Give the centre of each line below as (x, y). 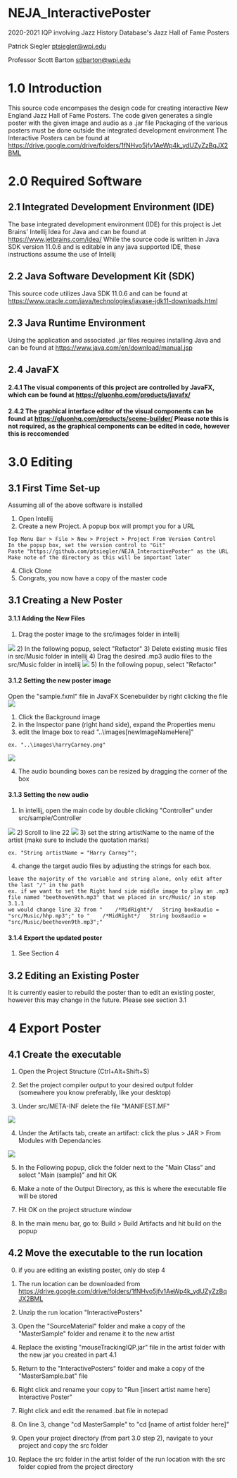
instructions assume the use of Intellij (62, 254)
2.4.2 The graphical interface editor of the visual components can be (111, 411)
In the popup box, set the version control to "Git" (87, 545)
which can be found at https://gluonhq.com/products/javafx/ (99, 395)
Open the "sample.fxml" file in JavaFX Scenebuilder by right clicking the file (118, 696)
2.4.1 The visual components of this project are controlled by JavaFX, (111, 387)
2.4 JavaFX (33, 369)
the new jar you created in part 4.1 (67, 1355)
